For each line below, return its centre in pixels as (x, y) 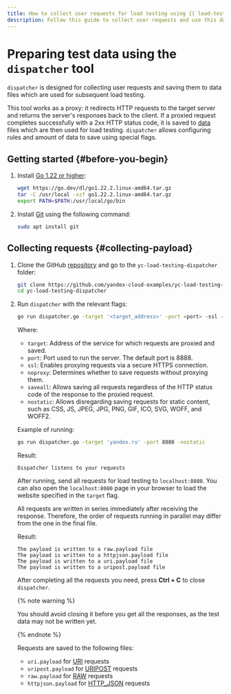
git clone (31, 285)
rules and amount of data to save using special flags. (82, 138)
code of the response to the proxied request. (91, 394)
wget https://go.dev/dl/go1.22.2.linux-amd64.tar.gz (94, 188)
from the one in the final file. (57, 523)
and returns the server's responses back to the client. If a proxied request (111, 116)
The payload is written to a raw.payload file (85, 550)
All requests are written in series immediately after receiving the (107, 509)
